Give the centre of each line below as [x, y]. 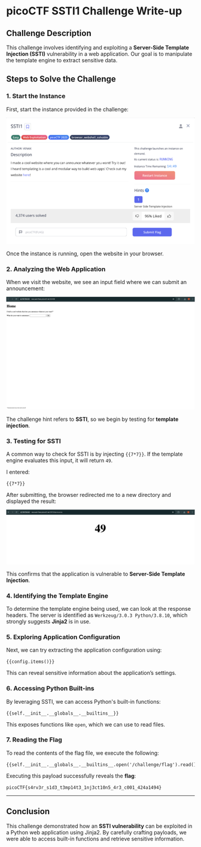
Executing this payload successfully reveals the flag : [71, 776]
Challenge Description [49, 33]
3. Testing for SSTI [33, 441]
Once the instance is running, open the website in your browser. [85, 254]
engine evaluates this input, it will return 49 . [60, 460]
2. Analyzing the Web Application [56, 269]
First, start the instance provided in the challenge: [67, 109]
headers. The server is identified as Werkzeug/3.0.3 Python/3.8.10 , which [97, 615]
